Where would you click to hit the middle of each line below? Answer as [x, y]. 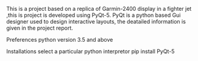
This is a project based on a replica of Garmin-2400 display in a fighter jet [99, 9]
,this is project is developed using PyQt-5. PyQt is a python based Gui [94, 15]
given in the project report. [40, 28]
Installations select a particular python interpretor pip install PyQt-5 [90, 51]
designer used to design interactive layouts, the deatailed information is [96, 21]
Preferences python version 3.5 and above [60, 40]
